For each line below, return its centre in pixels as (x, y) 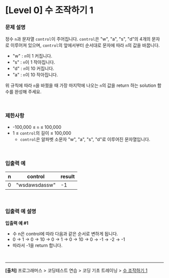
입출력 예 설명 (21, 211)
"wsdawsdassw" (36, 185)
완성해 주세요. (28, 92)
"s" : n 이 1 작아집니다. (34, 62)
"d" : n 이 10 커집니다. (33, 69)
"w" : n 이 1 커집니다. (32, 56)
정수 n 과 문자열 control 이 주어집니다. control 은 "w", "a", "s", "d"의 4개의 (78, 39)
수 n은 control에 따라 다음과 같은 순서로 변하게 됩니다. (65, 234)
